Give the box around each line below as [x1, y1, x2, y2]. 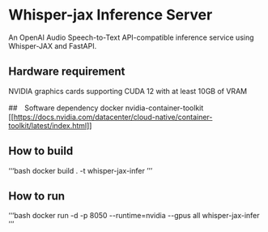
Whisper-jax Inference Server [8, 6, 213, 24]
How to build [8, 144, 74, 158]
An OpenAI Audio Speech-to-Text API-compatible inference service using [8, 32, 254, 42]
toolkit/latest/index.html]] [8, 120, 92, 131]
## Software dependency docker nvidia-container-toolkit [8, 103, 204, 113]
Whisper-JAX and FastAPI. [8, 41, 97, 50]
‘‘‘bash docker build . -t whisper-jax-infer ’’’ [8, 165, 153, 175]
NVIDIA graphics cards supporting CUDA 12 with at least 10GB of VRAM [8, 86, 248, 96]
